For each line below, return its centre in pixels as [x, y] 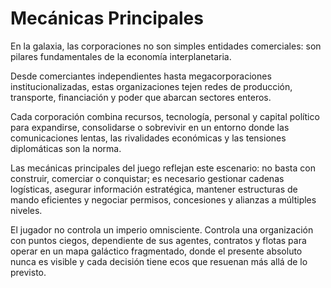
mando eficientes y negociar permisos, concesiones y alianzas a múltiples [163, 199]
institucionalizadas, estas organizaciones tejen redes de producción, [151, 86]
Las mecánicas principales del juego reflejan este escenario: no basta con [163, 168]
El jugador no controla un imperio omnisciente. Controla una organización [162, 229]
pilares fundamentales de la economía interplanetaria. [121, 56]
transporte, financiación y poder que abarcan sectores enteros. [141, 97]
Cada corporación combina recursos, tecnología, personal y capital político [165, 116]
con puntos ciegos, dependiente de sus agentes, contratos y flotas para [158, 240]
